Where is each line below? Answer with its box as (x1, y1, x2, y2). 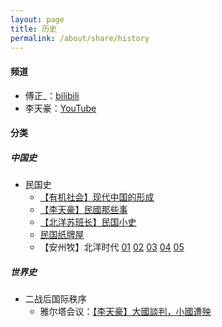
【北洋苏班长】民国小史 (39, 216, 137, 228)
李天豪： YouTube (24, 102, 97, 114)
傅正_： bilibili (24, 89, 80, 101)
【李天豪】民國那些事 (39, 204, 128, 216)
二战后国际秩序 (24, 293, 87, 305)
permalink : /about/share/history (10, 33, 150, 43)
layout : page (10, 14, 65, 25)
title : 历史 (10, 24, 57, 34)
